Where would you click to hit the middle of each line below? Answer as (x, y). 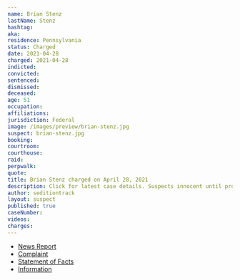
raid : (15, 160)
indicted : (22, 67)
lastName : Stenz (31, 21)
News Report (37, 246)
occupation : (25, 107)
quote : (17, 173)
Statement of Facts (46, 261)
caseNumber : (25, 213)
